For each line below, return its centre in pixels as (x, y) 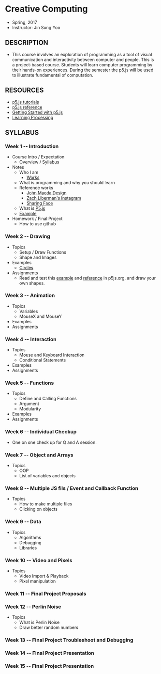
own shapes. (32, 283)
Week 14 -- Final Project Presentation (50, 653)
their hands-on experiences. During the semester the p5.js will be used (83, 70)
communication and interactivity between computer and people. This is (83, 60)
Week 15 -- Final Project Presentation (50, 666)
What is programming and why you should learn (67, 183)
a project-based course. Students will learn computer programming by (82, 64)
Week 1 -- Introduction (32, 146)
